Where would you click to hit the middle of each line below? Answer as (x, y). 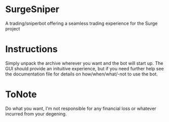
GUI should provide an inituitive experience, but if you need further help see (84, 68)
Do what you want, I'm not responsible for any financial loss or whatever (81, 108)
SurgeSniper (32, 9)
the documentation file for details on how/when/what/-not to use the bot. (82, 74)
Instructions (31, 49)
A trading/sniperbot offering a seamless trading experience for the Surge (81, 23)
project (13, 28)
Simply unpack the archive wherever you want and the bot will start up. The (84, 63)
